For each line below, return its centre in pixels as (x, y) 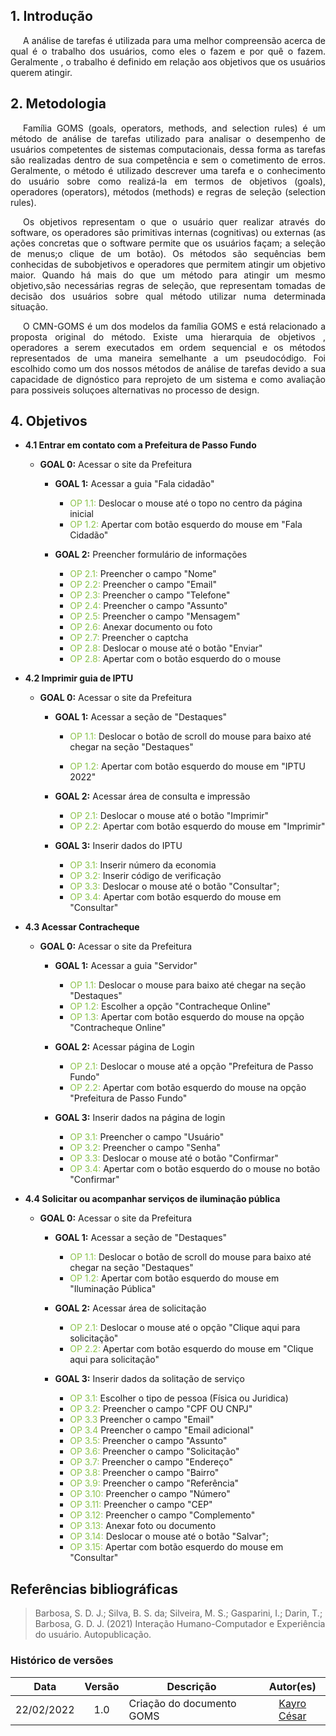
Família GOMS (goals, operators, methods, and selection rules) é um (174, 128)
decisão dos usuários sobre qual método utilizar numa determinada (168, 296)
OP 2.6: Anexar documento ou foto (141, 627)
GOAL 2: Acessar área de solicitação (130, 1308)
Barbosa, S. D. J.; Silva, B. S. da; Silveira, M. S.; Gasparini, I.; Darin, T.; (178, 1613)
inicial (81, 514)
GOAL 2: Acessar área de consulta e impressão (152, 796)
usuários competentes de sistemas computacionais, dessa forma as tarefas (168, 149)
